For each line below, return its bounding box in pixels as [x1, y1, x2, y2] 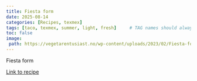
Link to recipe [6, 68, 39, 75]
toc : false [6, 30, 33, 36]
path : [8, 41, 22, 47]
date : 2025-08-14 [6, 14, 49, 20]
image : [6, 36, 22, 41]
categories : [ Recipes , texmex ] [6, 19, 83, 25]
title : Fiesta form [6, 8, 54, 15]
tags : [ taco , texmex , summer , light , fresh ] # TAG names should [6, 24, 177, 31]
